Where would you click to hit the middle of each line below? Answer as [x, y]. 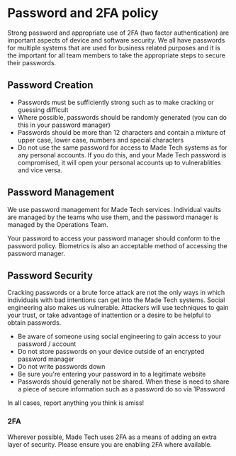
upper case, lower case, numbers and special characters [101, 140]
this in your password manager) [64, 125]
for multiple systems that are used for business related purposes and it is [114, 48]
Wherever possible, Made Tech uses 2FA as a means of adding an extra [112, 437]
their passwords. [32, 62]
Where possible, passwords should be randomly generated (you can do [122, 117]
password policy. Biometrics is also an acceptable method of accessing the [117, 245]
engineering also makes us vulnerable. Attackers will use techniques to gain [118, 308]
